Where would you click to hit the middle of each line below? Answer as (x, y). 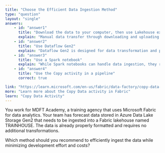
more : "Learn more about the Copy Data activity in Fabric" (68, 91)
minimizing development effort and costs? (48, 146)
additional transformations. (32, 131)
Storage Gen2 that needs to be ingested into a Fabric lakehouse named (77, 120)
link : (11, 87)
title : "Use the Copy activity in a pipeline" (67, 74)
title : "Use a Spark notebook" (50, 60)
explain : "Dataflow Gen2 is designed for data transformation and (87, 51)
